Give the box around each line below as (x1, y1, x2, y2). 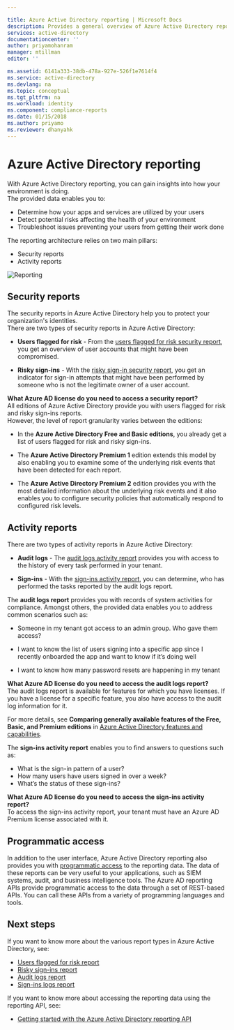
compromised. (17, 352, 59, 361)
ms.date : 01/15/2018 (7, 113, 68, 121)
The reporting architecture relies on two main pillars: (7, 236, 158, 244)
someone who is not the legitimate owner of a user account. (17, 381, 190, 389)
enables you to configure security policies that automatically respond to (17, 494, 224, 502)
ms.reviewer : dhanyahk (7, 126, 73, 133)
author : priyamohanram (7, 43, 73, 50)
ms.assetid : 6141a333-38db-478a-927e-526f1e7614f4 (7, 68, 157, 75)
